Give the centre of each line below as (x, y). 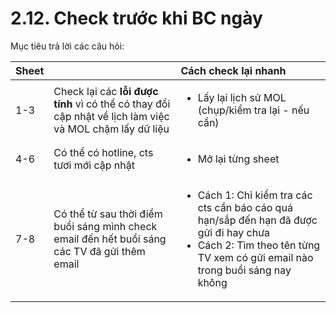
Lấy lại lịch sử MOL (242, 97)
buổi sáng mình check (105, 226)
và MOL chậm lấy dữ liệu (111, 129)
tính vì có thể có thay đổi (112, 104)
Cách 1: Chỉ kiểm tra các (255, 195)
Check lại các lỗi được (106, 91)
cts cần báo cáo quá (245, 207)
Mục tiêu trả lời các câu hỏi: (67, 46)
